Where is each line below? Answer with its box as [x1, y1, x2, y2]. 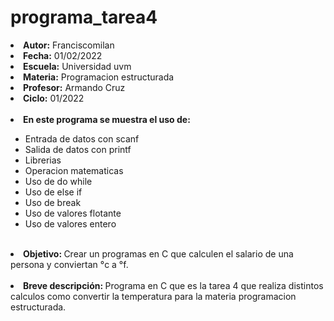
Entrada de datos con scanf [24, 132, 140, 145]
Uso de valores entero [24, 217, 117, 230]
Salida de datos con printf [24, 143, 132, 155]
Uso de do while [24, 175, 93, 187]
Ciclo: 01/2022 [23, 92, 85, 104]
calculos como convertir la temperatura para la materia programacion [10, 290, 297, 302]
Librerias [24, 154, 62, 166]
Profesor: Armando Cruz [23, 81, 126, 93]
